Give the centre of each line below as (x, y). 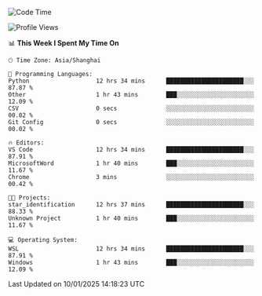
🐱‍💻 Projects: (29, 198)
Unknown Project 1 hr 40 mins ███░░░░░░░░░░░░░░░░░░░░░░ (131, 218)
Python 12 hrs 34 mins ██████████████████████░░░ (131, 81)
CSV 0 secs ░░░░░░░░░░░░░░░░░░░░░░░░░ (131, 108)
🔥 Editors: (26, 143)
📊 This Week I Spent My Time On (64, 43)
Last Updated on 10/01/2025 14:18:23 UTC (76, 284)
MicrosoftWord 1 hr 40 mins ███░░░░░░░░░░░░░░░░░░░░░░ (131, 163)
